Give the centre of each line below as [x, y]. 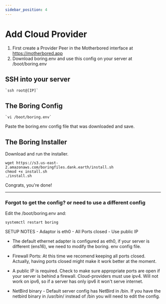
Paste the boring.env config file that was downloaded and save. [70, 126]
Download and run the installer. [37, 154]
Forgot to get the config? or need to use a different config [75, 203]
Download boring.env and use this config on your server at [72, 58]
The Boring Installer [36, 142]
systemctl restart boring [32, 223]
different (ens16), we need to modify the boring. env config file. [77, 247]
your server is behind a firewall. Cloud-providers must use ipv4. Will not [85, 276]
